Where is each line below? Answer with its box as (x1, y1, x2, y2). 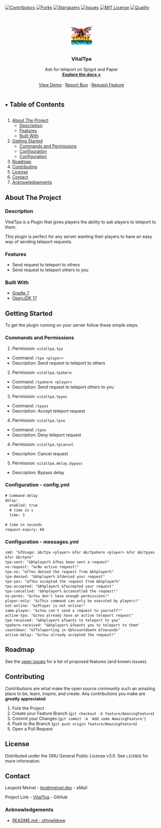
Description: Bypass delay (12, 469, 64, 475)
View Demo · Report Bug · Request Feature (38, 82, 125, 88)
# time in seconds (5, 522, 42, 527)
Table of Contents (9, 100, 64, 109)
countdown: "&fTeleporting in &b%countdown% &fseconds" (5, 628, 120, 633)
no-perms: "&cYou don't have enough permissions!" (5, 594, 110, 599)
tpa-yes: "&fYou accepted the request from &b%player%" (5, 579, 120, 584)
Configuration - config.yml (5, 481, 69, 488)
